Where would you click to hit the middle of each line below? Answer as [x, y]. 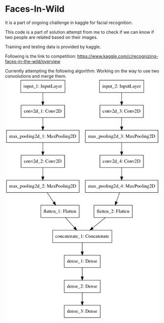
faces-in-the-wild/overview [33, 61]
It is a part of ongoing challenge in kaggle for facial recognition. [69, 23]
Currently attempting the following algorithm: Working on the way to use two [82, 71]
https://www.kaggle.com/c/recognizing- [117, 56]
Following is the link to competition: [41, 56]
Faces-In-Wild [35, 9]
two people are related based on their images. [51, 37]
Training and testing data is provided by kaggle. [53, 46]
